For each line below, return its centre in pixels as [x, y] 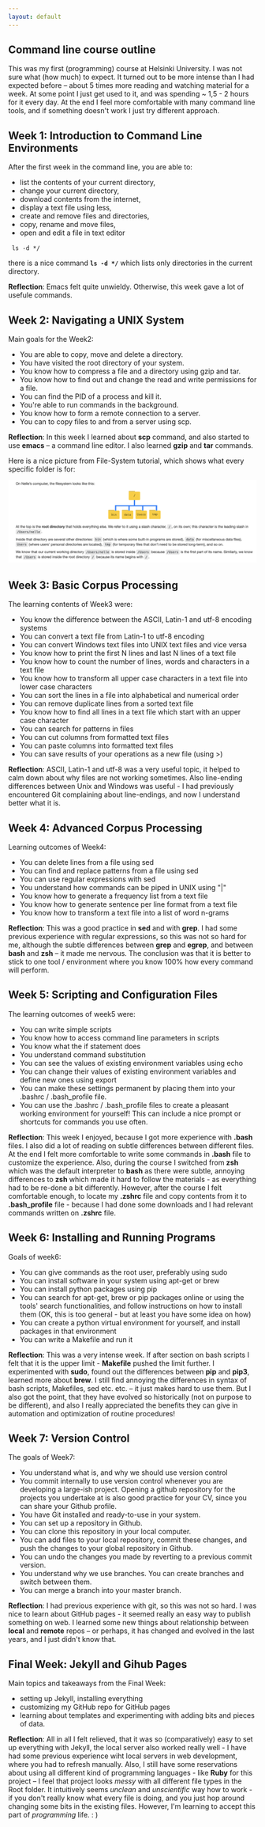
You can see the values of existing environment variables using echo [131, 1063]
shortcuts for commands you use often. [84, 1122]
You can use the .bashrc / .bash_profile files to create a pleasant [124, 1105]
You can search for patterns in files [77, 729]
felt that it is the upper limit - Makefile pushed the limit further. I [112, 1363]
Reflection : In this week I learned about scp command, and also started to [129, 437]
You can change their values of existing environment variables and [128, 1071]
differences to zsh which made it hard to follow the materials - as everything [132, 1179]
